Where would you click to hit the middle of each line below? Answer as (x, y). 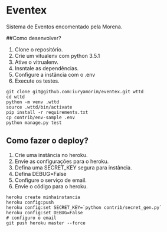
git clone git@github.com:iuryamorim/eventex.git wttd (75, 92)
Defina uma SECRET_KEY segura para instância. (73, 167)
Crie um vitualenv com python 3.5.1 (57, 55)
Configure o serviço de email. (50, 180)
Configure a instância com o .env (55, 74)
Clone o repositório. (39, 49)
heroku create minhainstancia (43, 197)
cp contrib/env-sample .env (41, 117)
